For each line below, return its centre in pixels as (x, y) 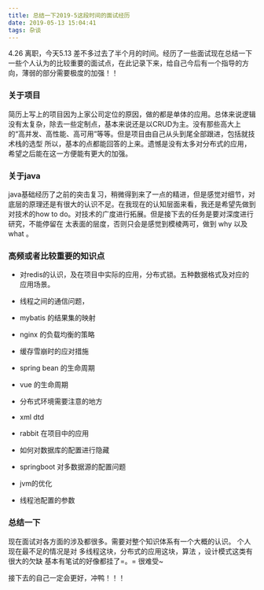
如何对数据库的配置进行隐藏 (64, 450)
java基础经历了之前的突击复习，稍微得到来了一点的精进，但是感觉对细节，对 (132, 194)
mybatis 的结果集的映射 (57, 318)
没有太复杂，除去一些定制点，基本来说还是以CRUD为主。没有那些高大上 (125, 124)
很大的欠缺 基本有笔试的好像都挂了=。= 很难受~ (86, 561)
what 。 (21, 234)
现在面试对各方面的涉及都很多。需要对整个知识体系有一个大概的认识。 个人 (130, 541)
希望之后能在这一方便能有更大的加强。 (70, 153)
